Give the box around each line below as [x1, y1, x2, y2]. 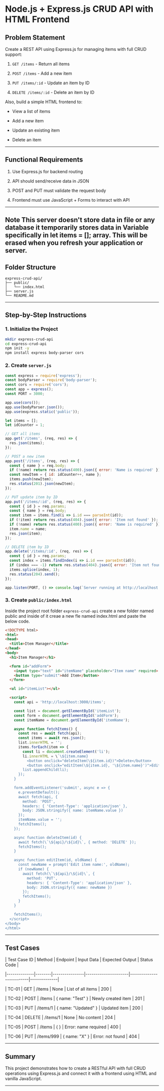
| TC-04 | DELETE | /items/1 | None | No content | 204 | [5, 1015, 116, 1021]
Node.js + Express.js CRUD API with [5, 3, 154, 15]
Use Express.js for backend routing [12, 168, 83, 174]
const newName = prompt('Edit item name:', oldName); [18, 862, 130, 867]
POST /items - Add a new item [12, 70, 72, 76]
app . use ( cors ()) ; [5, 400, 41, 405]
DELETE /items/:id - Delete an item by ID [12, 90, 95, 95]
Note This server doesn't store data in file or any [5, 216, 155, 224]
